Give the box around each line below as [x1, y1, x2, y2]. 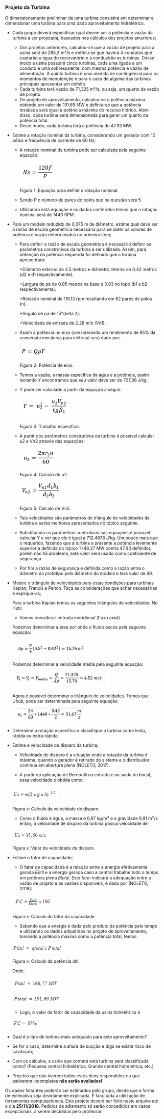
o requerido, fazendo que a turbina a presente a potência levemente [19, 540, 157, 546]
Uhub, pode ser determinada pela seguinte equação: [12, 698, 119, 704]
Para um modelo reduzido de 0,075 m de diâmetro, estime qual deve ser [12, 221, 158, 227]
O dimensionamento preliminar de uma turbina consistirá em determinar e [5, 15, 154, 21]
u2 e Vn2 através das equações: [19, 438, 85, 444]
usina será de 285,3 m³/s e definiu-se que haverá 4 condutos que [19, 50, 153, 55]
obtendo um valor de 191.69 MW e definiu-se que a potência [19, 102, 141, 108]
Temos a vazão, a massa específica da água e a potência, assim [19, 372, 149, 378]
